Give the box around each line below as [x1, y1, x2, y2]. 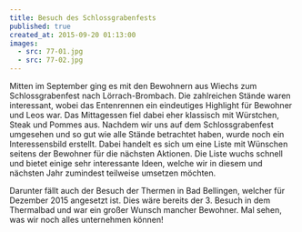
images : [9, 38, 39, 48]
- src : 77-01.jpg [17, 47, 84, 56]
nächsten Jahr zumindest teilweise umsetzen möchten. [9, 167, 216, 178]
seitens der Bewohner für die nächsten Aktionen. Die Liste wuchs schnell [9, 148, 284, 159]
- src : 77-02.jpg [17, 55, 84, 65]
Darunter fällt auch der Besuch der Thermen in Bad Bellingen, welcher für [9, 186, 285, 196]
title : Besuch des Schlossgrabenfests [9, 13, 156, 23]
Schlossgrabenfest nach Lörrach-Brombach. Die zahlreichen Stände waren [9, 90, 291, 101]
